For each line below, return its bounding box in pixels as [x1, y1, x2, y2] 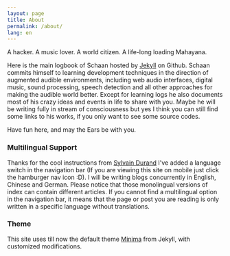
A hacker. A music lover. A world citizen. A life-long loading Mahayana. [7, 48, 207, 56]
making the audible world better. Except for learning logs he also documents [7, 91, 223, 99]
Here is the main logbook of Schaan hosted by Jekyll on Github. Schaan [7, 61, 211, 69]
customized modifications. [7, 242, 82, 251]
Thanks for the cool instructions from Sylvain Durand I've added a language [7, 159, 221, 167]
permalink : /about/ [7, 23, 63, 30]
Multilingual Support [7, 143, 78, 152]
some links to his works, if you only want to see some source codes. [7, 113, 200, 121]
